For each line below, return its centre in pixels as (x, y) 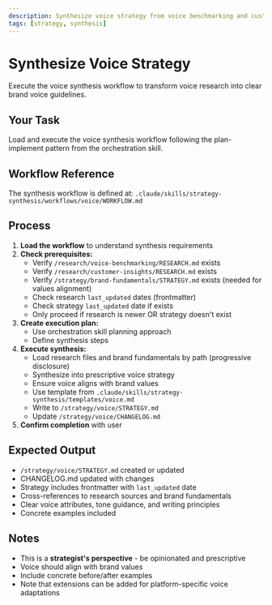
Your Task (34, 120)
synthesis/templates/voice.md (83, 399)
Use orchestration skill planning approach (102, 331)
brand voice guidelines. (47, 95)
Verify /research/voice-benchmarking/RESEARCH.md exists (126, 262)
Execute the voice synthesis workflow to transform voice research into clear (135, 86)
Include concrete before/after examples (86, 575)
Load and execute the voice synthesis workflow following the (110, 139)
